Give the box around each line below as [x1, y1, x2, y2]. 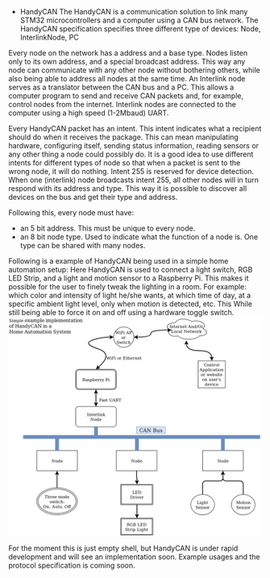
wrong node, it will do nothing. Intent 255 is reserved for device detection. [8, 167, 255, 176]
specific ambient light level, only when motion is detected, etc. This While [8, 299, 252, 309]
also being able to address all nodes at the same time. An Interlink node [8, 74, 246, 83]
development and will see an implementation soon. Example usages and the [8, 552, 260, 562]
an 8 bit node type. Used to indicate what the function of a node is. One [19, 232, 259, 241]
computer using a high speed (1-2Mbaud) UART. [8, 108, 169, 118]
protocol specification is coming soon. [8, 560, 135, 571]
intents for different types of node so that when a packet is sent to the [8, 158, 241, 168]
